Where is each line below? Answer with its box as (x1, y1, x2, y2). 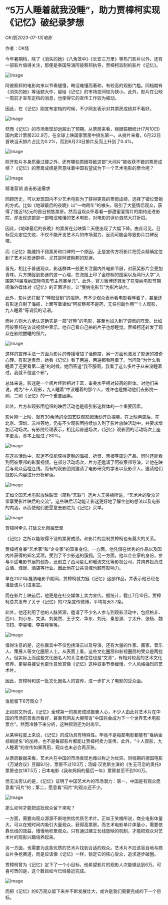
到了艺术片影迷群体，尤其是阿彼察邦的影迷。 (5, 255, 97, 261)
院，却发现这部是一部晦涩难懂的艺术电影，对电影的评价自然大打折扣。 (5, 215, 150, 221)
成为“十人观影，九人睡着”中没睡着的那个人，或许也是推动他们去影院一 (13, 386, 158, 392)
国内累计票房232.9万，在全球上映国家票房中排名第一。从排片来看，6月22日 (5, 132, 161, 138)
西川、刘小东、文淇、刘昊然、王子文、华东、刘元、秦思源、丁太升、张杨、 (5, 615, 158, 621)
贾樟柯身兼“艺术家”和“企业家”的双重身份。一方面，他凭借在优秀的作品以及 (5, 546, 157, 552)
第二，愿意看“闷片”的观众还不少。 (35, 784, 105, 790)
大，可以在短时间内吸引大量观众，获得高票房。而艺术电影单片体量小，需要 (5, 821, 158, 827)
